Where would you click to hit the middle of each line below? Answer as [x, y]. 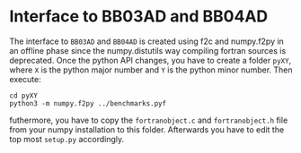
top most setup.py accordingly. [66, 139]
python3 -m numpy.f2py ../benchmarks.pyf [88, 103]
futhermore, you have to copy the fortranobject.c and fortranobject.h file [149, 120]
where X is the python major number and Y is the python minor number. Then [151, 70]
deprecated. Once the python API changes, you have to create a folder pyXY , [150, 60]
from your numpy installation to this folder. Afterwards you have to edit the [147, 129]
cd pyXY [24, 96]
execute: [26, 79]
